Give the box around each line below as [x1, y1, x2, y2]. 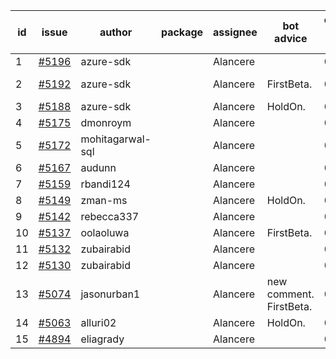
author [99, 25, 133, 39]
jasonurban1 [80, 287, 141, 301]
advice [274, 32, 308, 45]
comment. [266, 287, 315, 301]
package [160, 25, 204, 39]
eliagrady [80, 332, 125, 346]
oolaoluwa [80, 226, 130, 239]
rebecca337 [80, 210, 140, 223]
